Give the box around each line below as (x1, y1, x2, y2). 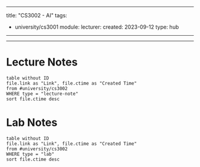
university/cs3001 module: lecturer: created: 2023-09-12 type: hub (14, 23, 179, 30)
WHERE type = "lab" (6, 151, 55, 157)
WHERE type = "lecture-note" (6, 91, 79, 97)
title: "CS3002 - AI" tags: (6, 12, 67, 18)
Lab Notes (6, 116, 58, 129)
